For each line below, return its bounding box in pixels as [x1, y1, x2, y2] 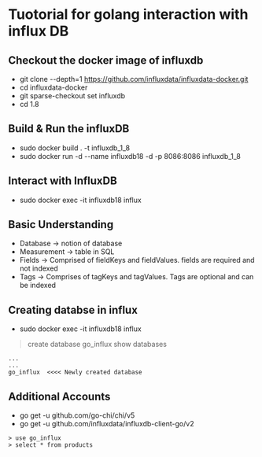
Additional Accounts [8, 389, 111, 403]
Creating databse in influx [8, 303, 138, 316]
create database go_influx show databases [27, 340, 168, 349]
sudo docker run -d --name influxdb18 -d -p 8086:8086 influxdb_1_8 [19, 151, 242, 160]
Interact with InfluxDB [8, 175, 118, 188]
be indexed [19, 281, 57, 290]
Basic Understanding [8, 218, 114, 231]
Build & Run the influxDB [8, 122, 130, 135]
